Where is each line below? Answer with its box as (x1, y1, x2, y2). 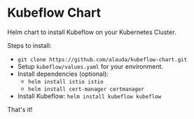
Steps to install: (7, 41, 52, 49)
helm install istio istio (27, 78, 104, 85)
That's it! (7, 105, 33, 113)
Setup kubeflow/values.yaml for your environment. (17, 62, 163, 70)
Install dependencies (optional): (17, 70, 109, 78)
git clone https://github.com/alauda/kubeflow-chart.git (17, 56, 188, 63)
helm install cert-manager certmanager (27, 86, 145, 93)
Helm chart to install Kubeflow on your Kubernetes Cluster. (7, 28, 176, 36)
